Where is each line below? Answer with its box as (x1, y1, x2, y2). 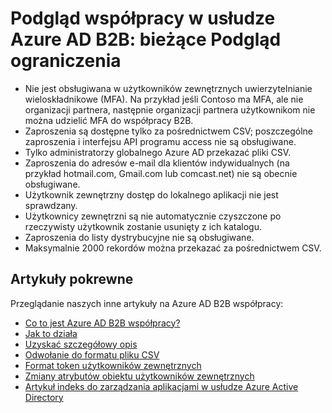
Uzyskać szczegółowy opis (24, 338, 138, 350)
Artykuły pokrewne (10, 271, 134, 288)
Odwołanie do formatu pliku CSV (24, 348, 160, 361)
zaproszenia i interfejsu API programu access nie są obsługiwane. (24, 135, 297, 147)
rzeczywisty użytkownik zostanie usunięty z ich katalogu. (24, 220, 262, 232)
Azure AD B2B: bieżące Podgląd (10, 28, 282, 51)
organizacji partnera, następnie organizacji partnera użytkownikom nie (24, 103, 316, 116)
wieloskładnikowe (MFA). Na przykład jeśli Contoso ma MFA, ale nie (24, 93, 304, 105)
